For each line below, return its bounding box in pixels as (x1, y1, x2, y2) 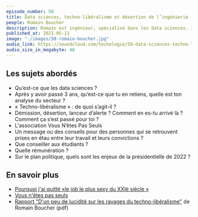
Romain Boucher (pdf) (14, 204, 69, 212)
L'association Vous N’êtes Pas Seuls (14, 122, 103, 129)
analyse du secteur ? (14, 96, 66, 104)
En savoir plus (6, 170, 59, 180)
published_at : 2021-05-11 (6, 31, 70, 36)
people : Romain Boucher (6, 19, 65, 25)
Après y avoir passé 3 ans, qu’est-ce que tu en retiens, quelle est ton (14, 91, 182, 98)
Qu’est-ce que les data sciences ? (14, 84, 97, 91)
